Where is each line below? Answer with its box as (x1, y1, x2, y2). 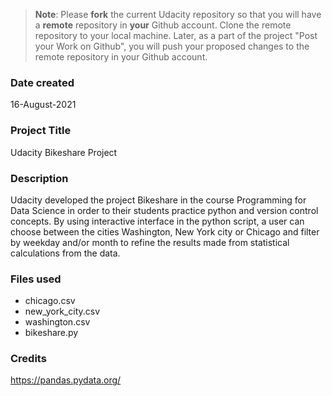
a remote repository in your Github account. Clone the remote (34, 19, 292, 31)
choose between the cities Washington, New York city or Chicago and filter (10, 225, 320, 238)
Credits (10, 352, 47, 366)
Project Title (10, 124, 72, 138)
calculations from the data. (10, 247, 121, 259)
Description (10, 171, 69, 185)
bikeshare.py (24, 327, 79, 339)
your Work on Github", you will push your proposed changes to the (34, 40, 310, 52)
